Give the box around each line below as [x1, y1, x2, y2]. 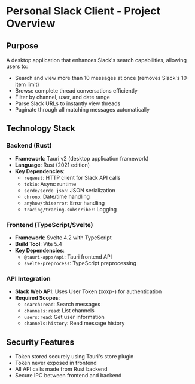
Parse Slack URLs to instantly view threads [14, 100, 121, 107]
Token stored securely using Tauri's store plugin [14, 353, 134, 360]
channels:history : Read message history [23, 320, 125, 327]
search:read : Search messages [23, 300, 100, 308]
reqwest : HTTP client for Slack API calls [23, 174, 121, 181]
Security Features [6, 337, 75, 347]
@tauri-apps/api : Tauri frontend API [23, 253, 112, 260]
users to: [6, 63, 28, 70]
